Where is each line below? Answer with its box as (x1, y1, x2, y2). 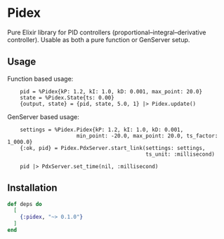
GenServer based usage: (7, 112, 79, 121)
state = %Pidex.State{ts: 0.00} (20, 94, 114, 101)
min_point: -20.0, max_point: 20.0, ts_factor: (76, 132, 218, 139)
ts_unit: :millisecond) (145, 151, 216, 158)
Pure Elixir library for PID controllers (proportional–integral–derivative (7, 28, 206, 36)
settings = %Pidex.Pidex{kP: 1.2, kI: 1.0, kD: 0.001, (20, 126, 184, 133)
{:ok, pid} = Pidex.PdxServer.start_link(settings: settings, (20, 144, 206, 151)
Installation (7, 182, 58, 194)
